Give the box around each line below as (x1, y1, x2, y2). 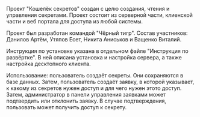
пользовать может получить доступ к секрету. (6, 104, 127, 110)
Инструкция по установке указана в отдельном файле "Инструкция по (6, 47, 189, 55)
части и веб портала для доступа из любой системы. (6, 18, 143, 25)
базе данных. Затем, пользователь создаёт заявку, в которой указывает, (6, 78, 195, 85)
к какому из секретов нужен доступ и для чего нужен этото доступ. (6, 85, 182, 92)
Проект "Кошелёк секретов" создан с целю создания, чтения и (6, 5, 170, 12)
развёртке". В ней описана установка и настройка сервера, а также (6, 54, 182, 61)
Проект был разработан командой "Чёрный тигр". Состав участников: (6, 29, 188, 37)
